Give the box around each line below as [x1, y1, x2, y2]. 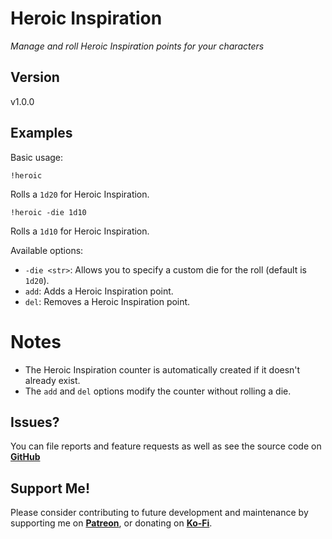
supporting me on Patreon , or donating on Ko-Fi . [10, 517, 213, 529]
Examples [10, 125, 73, 142]
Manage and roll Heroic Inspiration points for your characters [10, 40, 265, 52]
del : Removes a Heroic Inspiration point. [24, 295, 191, 307]
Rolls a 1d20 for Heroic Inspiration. [10, 188, 150, 200]
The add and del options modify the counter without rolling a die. [24, 385, 292, 397]
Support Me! [10, 480, 90, 497]
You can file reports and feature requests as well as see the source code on [10, 440, 322, 452]
